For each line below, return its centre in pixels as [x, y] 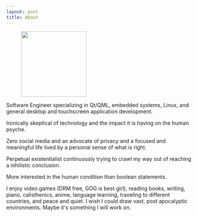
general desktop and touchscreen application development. [80, 111]
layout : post [22, 12]
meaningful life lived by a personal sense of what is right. [76, 147]
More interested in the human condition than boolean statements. [87, 176]
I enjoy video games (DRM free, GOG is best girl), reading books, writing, [96, 188]
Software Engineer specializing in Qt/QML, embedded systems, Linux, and [98, 105]
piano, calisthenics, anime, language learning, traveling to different [88, 194]
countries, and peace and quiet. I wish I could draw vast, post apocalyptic [97, 201]
